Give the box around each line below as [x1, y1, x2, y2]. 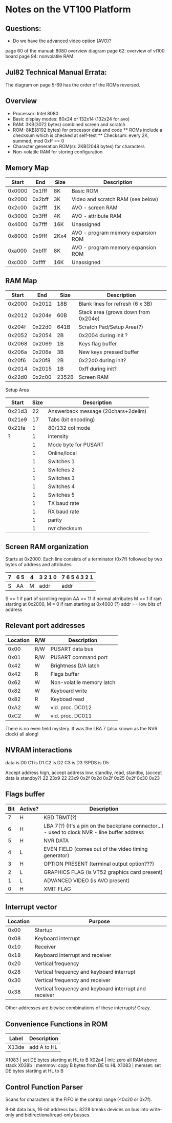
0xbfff [32, 247, 48, 254]
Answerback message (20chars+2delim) [48, 408, 147, 415]
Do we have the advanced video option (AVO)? [12, 38, 112, 44]
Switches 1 [48, 458, 75, 465]
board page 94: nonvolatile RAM [5, 53, 74, 59]
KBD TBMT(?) [43, 814, 77, 821]
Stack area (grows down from [78, 309, 150, 316]
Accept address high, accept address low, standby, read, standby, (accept [5, 769, 162, 776]
